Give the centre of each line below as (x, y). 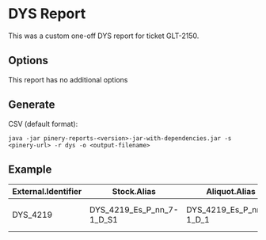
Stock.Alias (134, 192)
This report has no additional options (68, 79)
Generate (32, 105)
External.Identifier (47, 192)
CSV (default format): (43, 124)
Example (30, 169)
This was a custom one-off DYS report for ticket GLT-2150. (104, 36)
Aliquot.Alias (230, 192)
